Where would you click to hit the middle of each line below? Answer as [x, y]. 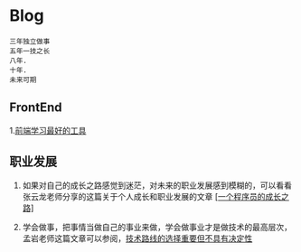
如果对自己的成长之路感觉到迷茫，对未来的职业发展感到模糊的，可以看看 [157, 185]
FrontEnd [36, 108]
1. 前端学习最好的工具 [48, 130]
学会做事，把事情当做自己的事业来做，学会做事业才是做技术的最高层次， [157, 227]
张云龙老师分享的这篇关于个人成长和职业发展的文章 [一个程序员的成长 [152, 196]
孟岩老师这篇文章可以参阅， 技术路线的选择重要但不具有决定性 [137, 238]
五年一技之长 [30, 51]
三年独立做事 [30, 42]
